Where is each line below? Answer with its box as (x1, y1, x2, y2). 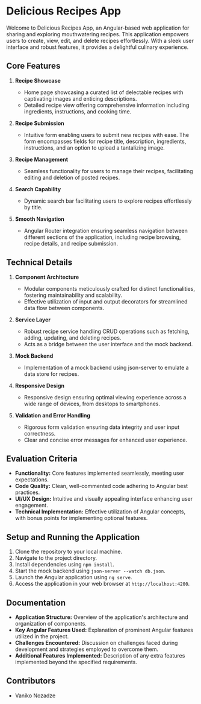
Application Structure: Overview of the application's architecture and (14, 614, 188, 621)
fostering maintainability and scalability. (23, 291, 122, 299)
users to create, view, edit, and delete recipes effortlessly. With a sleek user (6, 37, 194, 44)
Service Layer (14, 316, 51, 323)
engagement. (14, 502, 48, 509)
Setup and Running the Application (6, 532, 140, 542)
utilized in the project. (14, 633, 69, 640)
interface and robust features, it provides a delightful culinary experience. (6, 43, 189, 51)
